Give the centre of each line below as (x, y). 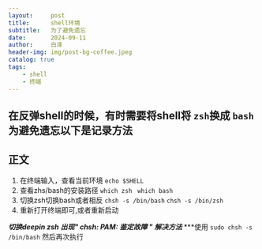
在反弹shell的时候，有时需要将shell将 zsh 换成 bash (131, 115)
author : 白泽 (36, 45)
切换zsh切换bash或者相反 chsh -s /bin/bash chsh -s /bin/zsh (121, 200)
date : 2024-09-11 (47, 38)
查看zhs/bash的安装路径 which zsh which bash (96, 190)
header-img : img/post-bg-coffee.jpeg (70, 52)
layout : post (37, 15)
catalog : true (32, 60)
